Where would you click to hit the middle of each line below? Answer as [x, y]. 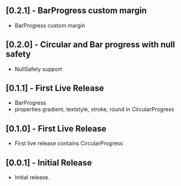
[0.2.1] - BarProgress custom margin [76, 11]
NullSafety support [38, 69]
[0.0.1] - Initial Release [49, 162]
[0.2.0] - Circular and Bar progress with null [90, 45]
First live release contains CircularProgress [69, 143]
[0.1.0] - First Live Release [56, 128]
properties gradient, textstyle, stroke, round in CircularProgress [94, 110]
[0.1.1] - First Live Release [55, 88]
